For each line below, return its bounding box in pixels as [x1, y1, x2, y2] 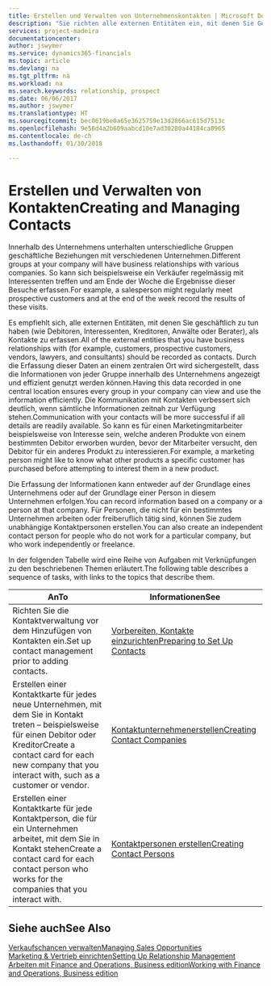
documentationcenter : [8, 34, 81, 43]
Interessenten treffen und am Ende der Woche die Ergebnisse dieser [8, 276, 236, 287]
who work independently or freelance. [8, 539, 135, 549]
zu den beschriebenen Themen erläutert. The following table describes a [8, 564, 248, 573]
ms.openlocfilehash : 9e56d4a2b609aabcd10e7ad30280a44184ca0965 [8, 124, 226, 132]
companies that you [12, 883, 88, 895]
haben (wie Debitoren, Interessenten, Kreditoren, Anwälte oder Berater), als [8, 326, 260, 336]
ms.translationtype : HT [8, 110, 89, 118]
